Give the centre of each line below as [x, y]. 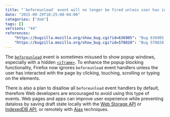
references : [18, 33]
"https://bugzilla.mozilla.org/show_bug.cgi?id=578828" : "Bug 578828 [89, 43]
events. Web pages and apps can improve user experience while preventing [84, 98]
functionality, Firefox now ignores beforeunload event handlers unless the [82, 67]
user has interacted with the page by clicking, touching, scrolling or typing [83, 73]
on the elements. [23, 78]
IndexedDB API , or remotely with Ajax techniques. [57, 109]
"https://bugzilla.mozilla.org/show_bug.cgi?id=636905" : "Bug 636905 [89, 38]
